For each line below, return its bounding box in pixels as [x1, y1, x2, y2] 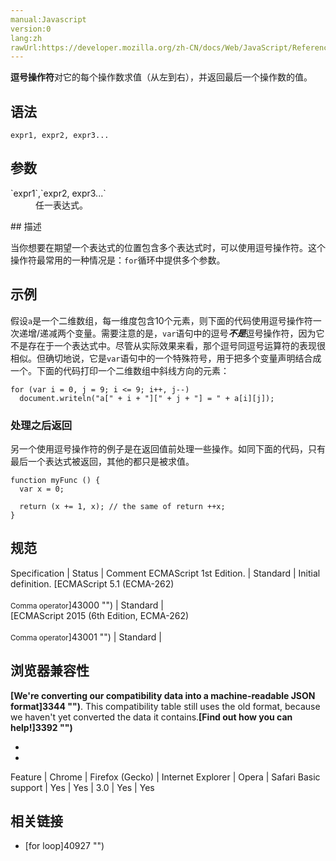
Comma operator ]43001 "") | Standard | [10, 631, 162, 643]
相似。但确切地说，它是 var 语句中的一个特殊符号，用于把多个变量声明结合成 [10, 352, 322, 364]
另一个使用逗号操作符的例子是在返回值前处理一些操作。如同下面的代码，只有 [10, 442, 326, 455]
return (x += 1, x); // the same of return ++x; [19, 501, 226, 511]
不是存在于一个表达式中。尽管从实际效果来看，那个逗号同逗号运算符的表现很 [10, 339, 326, 351]
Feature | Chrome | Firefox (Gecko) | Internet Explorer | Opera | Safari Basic [10, 771, 321, 783]
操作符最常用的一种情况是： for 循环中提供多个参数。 [10, 254, 226, 266]
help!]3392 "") [10, 721, 73, 733]
